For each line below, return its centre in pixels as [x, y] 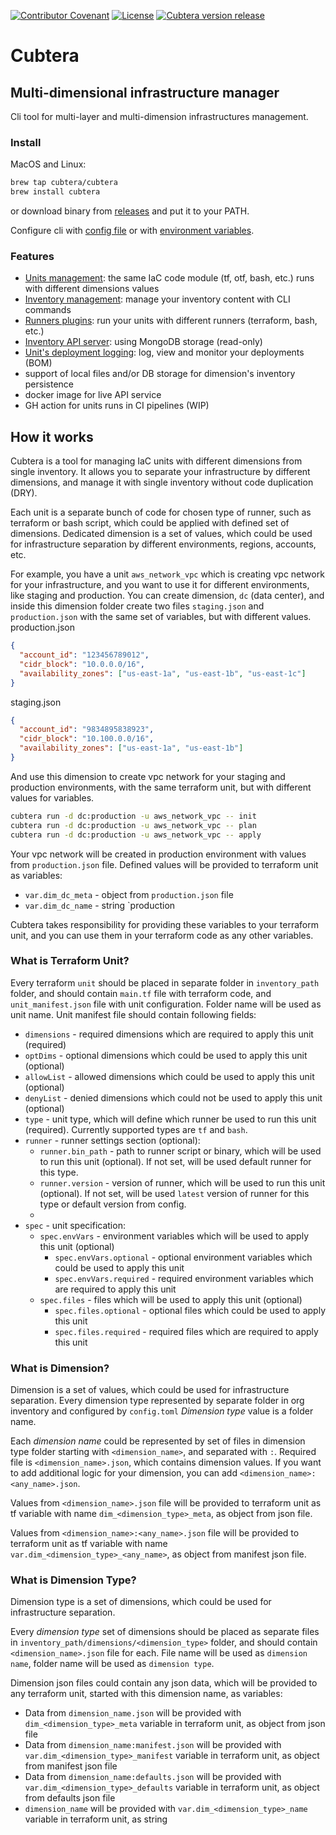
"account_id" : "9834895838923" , [87, 730]
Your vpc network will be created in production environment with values [158, 854]
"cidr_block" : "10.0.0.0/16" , [82, 664]
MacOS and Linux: [48, 164]
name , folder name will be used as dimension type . [112, 1664]
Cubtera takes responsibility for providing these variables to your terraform [164, 924]
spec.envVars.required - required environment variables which [184, 1278]
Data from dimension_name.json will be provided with [133, 1713]
